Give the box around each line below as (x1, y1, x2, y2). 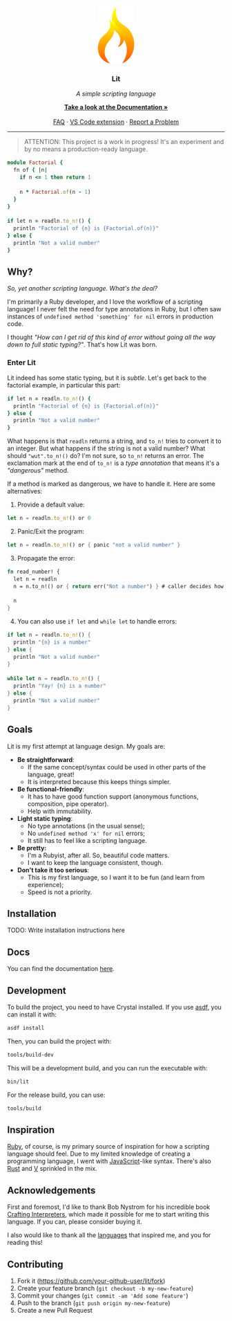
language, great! (27, 770, 75, 778)
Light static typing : (17, 814, 73, 823)
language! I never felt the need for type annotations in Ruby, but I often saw (7, 305, 222, 313)
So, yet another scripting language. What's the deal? (7, 284, 158, 293)
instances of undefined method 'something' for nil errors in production (7, 312, 214, 321)
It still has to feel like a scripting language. (27, 836, 147, 844)
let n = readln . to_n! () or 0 (7, 515, 91, 522)
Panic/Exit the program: (17, 527, 85, 536)
